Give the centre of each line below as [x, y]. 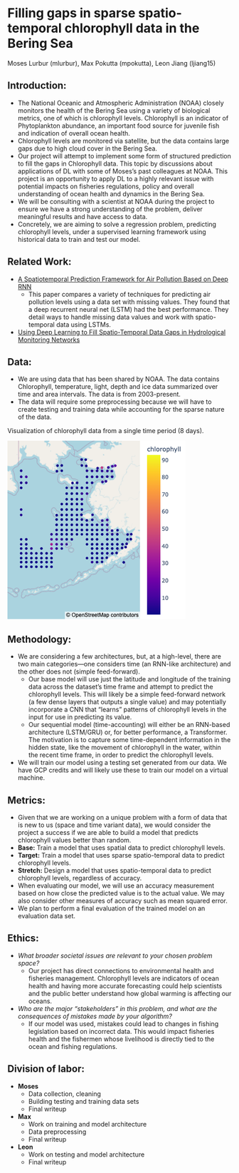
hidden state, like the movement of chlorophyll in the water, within [125, 748]
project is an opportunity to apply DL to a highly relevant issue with [116, 178]
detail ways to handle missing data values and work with [111, 317]
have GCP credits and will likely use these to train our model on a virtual [123, 770]
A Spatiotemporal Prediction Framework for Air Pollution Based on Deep [123, 279]
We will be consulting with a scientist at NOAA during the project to [116, 201]
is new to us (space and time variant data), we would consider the [114, 825]
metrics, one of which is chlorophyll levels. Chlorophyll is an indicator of [123, 118]
